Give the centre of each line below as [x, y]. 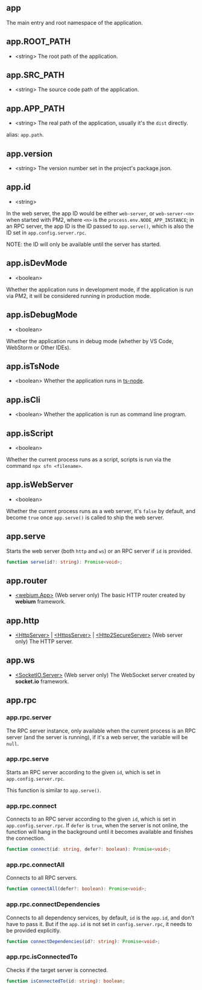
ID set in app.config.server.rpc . [46, 232]
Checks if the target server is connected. [57, 970]
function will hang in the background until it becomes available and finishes [100, 832]
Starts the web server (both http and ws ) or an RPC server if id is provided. [99, 551]
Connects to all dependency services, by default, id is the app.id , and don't [100, 918]
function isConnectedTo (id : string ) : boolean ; [66, 981]
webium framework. [40, 602]
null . [13, 743]
